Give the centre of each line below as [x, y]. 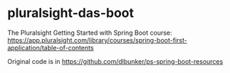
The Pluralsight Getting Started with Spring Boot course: [90, 33]
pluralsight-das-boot [70, 13]
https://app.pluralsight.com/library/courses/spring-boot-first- [97, 40]
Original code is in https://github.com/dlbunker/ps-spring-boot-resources [115, 61]
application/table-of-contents [51, 47]
